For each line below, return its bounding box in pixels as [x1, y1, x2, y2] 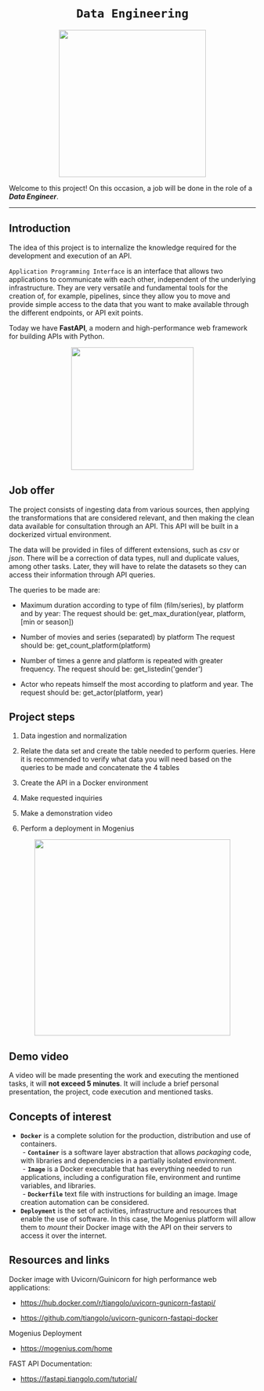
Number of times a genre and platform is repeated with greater [20, 655, 223, 665]
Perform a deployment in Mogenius [20, 823, 135, 834]
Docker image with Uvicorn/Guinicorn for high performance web [9, 1274, 217, 1283]
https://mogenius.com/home [20, 1343, 113, 1353]
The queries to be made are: [9, 585, 101, 594]
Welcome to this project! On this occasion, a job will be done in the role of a [9, 183, 253, 192]
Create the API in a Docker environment [20, 778, 149, 787]
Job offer [9, 484, 55, 497]
